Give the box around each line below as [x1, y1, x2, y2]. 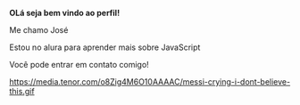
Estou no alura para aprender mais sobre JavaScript [9, 42, 201, 52]
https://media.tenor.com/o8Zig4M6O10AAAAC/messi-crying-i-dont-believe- [9, 77, 291, 87]
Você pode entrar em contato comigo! [9, 60, 149, 69]
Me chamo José [9, 25, 69, 35]
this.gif [9, 86, 35, 96]
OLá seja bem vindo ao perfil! [9, 8, 121, 18]
